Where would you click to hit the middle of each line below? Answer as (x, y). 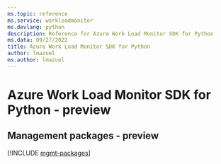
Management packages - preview (83, 136)
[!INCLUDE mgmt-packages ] (49, 153)
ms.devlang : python (36, 27)
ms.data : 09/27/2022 (38, 40)
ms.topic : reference (38, 14)
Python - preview (59, 110)
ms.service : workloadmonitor (50, 20)
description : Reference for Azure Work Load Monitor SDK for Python (110, 34)
